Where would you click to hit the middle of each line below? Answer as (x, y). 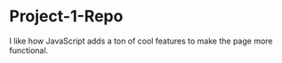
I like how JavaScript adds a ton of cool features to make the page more (141, 41)
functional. (29, 50)
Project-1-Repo (66, 16)
